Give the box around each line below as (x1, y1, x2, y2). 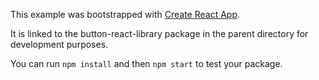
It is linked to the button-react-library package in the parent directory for (10, 28, 309, 39)
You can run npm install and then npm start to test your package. (10, 58, 283, 69)
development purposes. (10, 39, 109, 50)
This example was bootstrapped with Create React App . (10, 9, 241, 20)
